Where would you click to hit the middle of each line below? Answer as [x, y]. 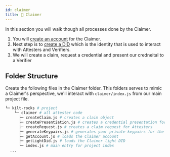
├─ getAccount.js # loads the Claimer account [69, 136]
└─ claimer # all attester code [48, 113]
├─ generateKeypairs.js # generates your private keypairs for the [91, 132]
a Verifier [22, 60]
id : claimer [18, 10]
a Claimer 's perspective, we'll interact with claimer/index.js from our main [83, 93]
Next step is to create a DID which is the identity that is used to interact [87, 44]
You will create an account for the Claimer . [57, 39]
